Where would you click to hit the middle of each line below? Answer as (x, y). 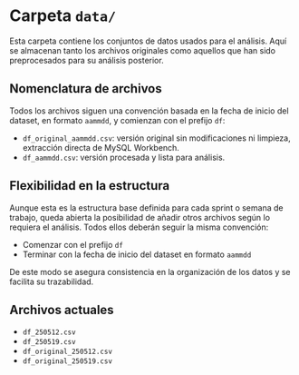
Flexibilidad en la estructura (90, 186)
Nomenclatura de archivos (86, 89)
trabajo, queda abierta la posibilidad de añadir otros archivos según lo (140, 217)
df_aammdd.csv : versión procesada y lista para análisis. (124, 157)
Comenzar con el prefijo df (73, 244)
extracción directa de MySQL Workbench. (101, 147)
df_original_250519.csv (68, 361)
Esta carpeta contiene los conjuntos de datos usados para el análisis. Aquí (148, 41)
